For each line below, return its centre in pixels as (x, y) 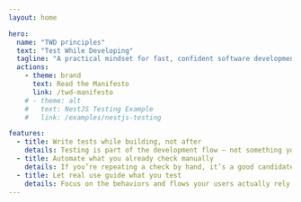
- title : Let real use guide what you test (99, 175)
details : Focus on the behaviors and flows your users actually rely (158, 184)
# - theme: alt (53, 101)
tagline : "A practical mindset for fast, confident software (133, 59)
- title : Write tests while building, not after (109, 142)
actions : (33, 67)
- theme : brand (53, 76)
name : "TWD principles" (61, 42)
